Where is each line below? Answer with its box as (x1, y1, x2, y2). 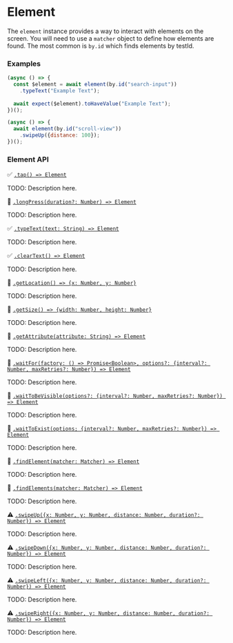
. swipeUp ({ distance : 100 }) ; (19, 132, 100, 139)
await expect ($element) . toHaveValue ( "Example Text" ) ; (13, 100, 171, 107)
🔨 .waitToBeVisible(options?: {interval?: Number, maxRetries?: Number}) (7, 391, 223, 400)
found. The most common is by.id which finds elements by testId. (7, 41, 194, 50)
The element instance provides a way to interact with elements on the (7, 27, 204, 35)
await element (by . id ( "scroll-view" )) (13, 126, 122, 132)
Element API (7, 155, 50, 164)
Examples (7, 59, 41, 68)
